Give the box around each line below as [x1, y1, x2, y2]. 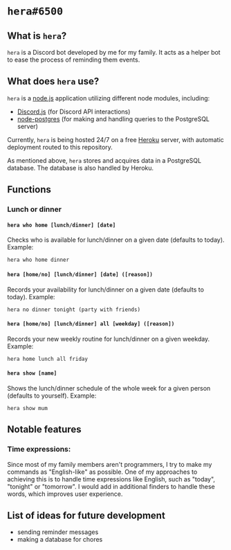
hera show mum [7, 405, 48, 411]
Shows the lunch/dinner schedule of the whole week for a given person [7, 384, 211, 392]
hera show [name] [7, 370, 57, 377]
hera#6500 [7, 5, 64, 18]
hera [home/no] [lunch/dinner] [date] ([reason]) [7, 271, 154, 278]
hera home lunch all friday [7, 355, 89, 362]
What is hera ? [7, 30, 67, 42]
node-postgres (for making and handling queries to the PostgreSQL [17, 114, 210, 123]
